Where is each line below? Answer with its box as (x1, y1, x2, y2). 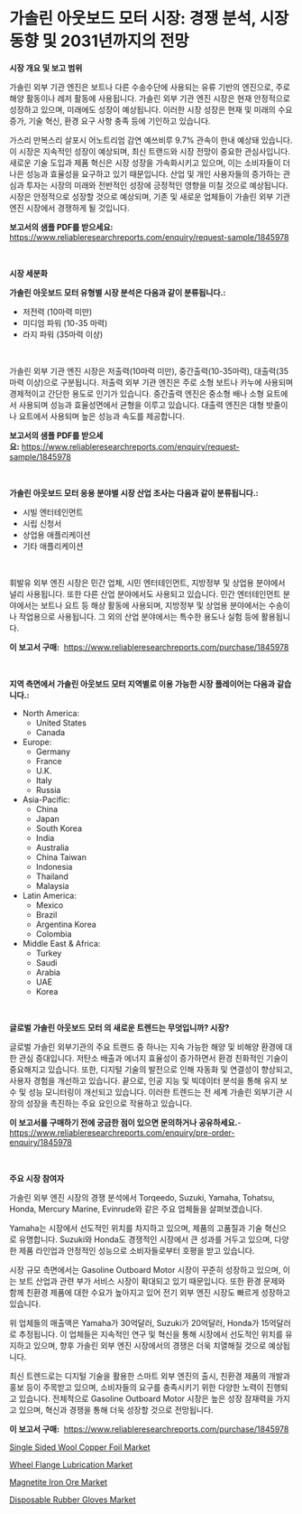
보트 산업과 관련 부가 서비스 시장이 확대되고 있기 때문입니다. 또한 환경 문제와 (18, 1276, 286, 1286)
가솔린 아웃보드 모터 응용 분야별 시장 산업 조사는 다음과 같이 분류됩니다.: (9, 487, 259, 498)
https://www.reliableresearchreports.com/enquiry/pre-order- (9, 1126, 235, 1138)
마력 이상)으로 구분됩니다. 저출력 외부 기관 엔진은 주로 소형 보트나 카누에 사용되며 (9, 377, 294, 388)
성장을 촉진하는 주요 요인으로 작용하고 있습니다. (25, 1098, 192, 1108)
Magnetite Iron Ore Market (9, 1476, 108, 1487)
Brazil (35, 909, 58, 920)
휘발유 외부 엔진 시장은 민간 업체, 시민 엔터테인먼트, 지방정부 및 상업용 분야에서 (9, 577, 286, 588)
